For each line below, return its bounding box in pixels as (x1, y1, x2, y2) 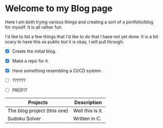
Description (74, 99, 102, 106)
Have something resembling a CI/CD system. (12, 68, 102, 73)
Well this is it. (73, 108, 103, 114)
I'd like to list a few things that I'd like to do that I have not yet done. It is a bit (5, 34, 158, 39)
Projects (28, 99, 48, 106)
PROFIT (12, 87, 28, 93)
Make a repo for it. (12, 58, 50, 64)
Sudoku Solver (7, 115, 41, 122)
